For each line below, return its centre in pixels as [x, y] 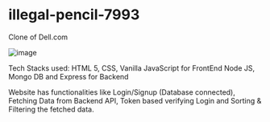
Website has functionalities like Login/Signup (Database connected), [122, 92]
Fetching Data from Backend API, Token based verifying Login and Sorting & [135, 100]
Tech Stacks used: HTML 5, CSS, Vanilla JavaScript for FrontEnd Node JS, [132, 68]
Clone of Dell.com [38, 37]
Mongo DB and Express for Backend [69, 76]
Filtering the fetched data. [51, 109]
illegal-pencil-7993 [74, 15]
